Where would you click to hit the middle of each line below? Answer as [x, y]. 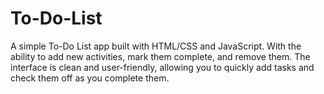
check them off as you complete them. [90, 78]
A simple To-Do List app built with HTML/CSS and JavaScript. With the [156, 46]
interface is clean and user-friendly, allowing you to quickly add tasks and [162, 67]
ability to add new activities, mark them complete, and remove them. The [160, 56]
